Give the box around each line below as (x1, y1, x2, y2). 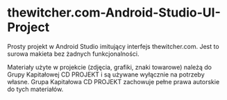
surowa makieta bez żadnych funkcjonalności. (7, 50, 140, 58)
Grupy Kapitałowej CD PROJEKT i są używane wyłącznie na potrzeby (7, 70, 205, 79)
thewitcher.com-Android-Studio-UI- (7, 5, 221, 21)
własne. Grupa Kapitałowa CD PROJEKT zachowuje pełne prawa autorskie (7, 77, 220, 86)
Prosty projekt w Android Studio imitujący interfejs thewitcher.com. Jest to (7, 42, 220, 50)
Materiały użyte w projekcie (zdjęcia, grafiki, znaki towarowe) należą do (7, 63, 212, 71)
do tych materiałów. (7, 85, 64, 93)
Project (7, 19, 50, 35)
